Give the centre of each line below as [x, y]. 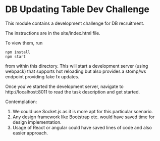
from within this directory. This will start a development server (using [77, 66]
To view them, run [24, 43]
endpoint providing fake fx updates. [42, 76]
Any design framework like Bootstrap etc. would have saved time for [84, 117]
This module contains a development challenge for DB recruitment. [75, 23]
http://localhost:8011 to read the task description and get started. [73, 91]
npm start [16, 57]
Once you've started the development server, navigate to [64, 86]
